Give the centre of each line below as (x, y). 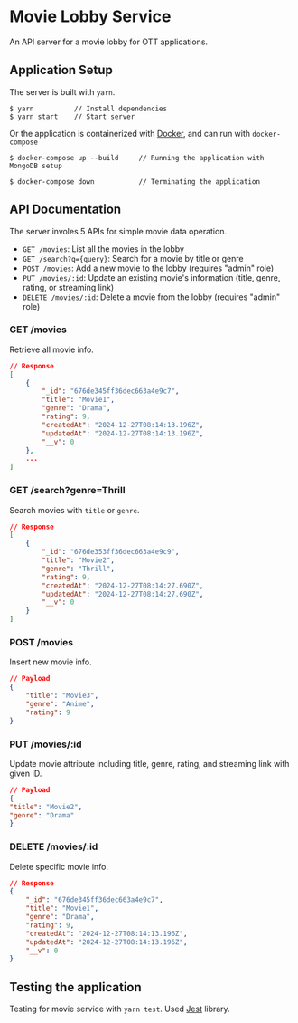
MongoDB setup (36, 166)
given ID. (26, 773)
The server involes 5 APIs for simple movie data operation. (118, 231)
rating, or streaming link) (68, 287)
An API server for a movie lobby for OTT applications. (109, 42)
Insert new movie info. (51, 662)
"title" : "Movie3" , (62, 696)
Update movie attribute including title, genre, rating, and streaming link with (149, 763)
